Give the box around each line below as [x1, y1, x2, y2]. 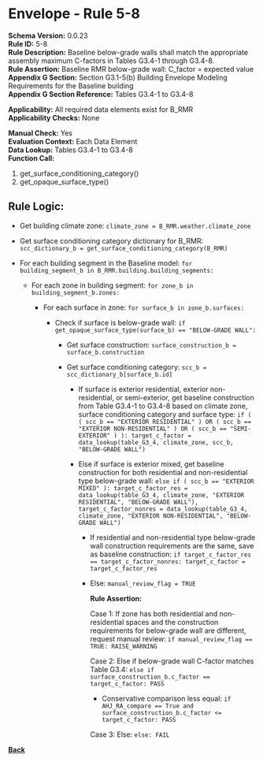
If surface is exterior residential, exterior [78, 384, 209, 394]
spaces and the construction [125, 617, 219, 626]
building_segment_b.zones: [31, 288, 120, 296]
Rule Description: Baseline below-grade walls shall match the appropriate [8, 47, 249, 57]
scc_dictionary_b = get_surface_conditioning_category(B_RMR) [19, 244, 228, 252]
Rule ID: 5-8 [8, 39, 48, 48]
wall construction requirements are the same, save [90, 541, 254, 550]
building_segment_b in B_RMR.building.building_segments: [19, 266, 214, 274]
